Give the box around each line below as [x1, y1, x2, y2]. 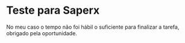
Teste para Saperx [6, 4, 100, 17]
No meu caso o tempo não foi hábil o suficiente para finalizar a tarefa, [6, 23, 180, 30]
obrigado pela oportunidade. [6, 29, 77, 36]
